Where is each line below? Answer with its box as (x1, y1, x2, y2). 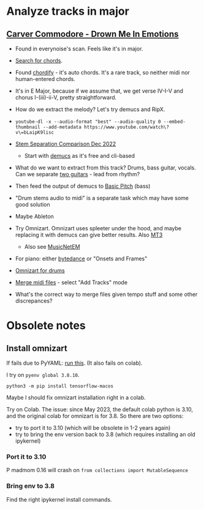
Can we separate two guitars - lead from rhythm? (15, 171, 140, 177)
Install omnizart (6, 343, 67, 354)
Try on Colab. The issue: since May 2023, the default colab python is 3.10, (6, 406, 193, 413)
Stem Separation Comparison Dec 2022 (15, 140, 116, 147)
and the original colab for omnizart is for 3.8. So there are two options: (6, 413, 184, 419)
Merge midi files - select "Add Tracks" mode (15, 279, 127, 286)
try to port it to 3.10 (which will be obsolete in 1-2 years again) (15, 424, 171, 431)
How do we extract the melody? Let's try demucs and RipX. (15, 106, 165, 113)
